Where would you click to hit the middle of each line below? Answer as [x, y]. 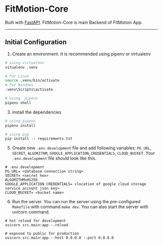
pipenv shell [18, 103]
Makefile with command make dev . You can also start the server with [80, 207]
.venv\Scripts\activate [29, 90]
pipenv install [20, 125]
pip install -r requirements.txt [39, 139]
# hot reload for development [36, 221]
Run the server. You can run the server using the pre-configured [76, 202]
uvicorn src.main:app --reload [37, 225]
